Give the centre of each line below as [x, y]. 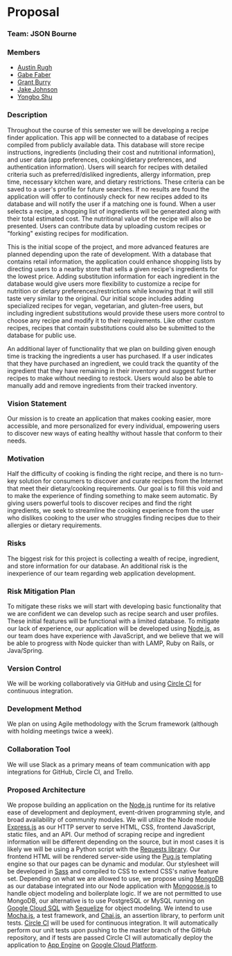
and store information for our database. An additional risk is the [97, 565]
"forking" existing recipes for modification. [68, 233]
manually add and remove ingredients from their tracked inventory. [102, 385]
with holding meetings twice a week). [61, 731]
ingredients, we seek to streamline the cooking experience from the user [111, 511]
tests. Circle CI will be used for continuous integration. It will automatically [113, 923]
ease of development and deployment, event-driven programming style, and [116, 812]
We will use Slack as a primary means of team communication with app [109, 765]
